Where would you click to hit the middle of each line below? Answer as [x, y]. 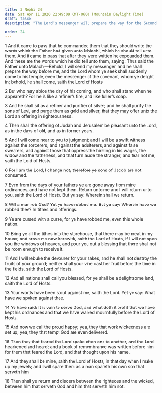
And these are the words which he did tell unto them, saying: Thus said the [79, 61]
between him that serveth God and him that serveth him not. [65, 386]
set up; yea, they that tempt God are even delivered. [57, 332]
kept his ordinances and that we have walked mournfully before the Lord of [80, 313]
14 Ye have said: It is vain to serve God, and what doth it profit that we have [80, 308]
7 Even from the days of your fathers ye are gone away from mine [71, 185]
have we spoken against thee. [35, 298]
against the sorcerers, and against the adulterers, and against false [72, 145]
